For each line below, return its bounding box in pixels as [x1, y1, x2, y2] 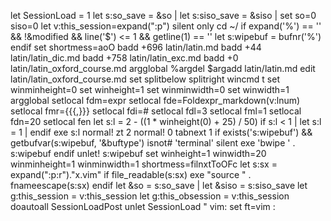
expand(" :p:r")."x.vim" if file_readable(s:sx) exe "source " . [10, 169, 252, 180]
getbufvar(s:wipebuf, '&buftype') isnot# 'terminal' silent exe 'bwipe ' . [10, 137, 296, 149]
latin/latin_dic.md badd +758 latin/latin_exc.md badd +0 [10, 52, 239, 64]
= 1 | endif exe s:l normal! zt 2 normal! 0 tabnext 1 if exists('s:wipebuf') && [10, 126, 313, 138]
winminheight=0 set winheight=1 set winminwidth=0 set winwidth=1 [10, 84, 290, 95]
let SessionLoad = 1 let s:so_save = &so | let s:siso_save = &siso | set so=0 [10, 10, 317, 21]
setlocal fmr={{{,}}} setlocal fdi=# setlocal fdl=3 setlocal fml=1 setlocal [10, 105, 302, 117]
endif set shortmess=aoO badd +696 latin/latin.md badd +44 [10, 41, 262, 53]
